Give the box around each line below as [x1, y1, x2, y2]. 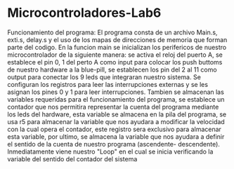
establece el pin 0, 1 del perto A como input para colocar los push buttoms [7, 58, 223, 66]
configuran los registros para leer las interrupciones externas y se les [7, 80, 209, 88]
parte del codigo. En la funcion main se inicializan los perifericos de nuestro [7, 43, 227, 51]
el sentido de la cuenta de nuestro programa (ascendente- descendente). [7, 140, 220, 148]
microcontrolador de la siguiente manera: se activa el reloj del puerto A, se [7, 50, 223, 59]
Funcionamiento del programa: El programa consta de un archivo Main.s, [7, 28, 218, 36]
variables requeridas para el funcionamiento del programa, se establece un [7, 95, 225, 103]
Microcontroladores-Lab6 [7, 5, 162, 21]
